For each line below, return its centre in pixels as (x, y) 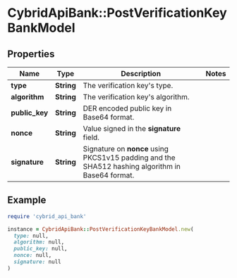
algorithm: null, (39, 242)
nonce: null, (33, 255)
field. (91, 137)
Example (27, 200)
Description (141, 74)
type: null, (31, 236)
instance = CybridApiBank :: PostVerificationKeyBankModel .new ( (101, 229)
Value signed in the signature (132, 128)
